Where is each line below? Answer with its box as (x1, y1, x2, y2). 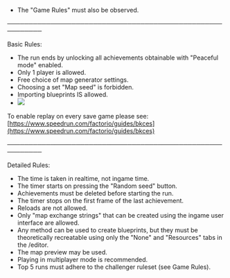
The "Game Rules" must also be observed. (17, 6, 139, 14)
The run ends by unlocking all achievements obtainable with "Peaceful (17, 53, 219, 62)
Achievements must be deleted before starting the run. (17, 189, 174, 197)
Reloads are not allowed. (17, 204, 88, 212)
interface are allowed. (17, 218, 80, 227)
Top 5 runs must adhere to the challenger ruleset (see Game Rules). (17, 263, 211, 271)
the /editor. (17, 241, 49, 249)
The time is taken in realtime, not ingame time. (17, 175, 150, 182)
